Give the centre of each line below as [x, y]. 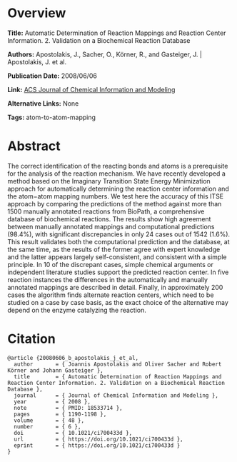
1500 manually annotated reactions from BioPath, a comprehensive [106, 211]
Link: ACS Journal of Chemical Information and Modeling [91, 89]
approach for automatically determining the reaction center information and [118, 189]
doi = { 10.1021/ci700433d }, [73, 433]
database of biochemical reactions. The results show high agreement [109, 219]
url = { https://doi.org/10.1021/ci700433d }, [99, 439]
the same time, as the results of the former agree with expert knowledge [114, 249]
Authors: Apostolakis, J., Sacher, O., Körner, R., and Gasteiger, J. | [105, 54]
